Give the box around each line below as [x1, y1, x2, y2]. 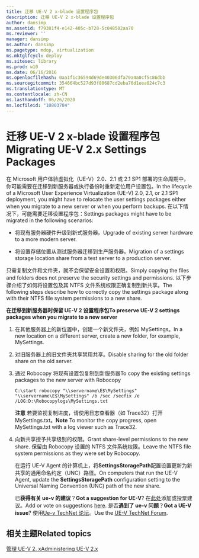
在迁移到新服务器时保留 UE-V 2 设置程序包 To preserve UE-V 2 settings [6, 307, 180, 314]
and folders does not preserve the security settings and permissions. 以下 [6, 274, 187, 281]
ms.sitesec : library [6, 58, 57, 64]
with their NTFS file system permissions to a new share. [6, 294, 142, 302]
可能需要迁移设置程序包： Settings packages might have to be [21, 210, 172, 217]
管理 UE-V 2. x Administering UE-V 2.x [6, 546, 98, 553]
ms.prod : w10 [6, 63, 38, 70]
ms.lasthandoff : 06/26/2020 [6, 97, 76, 102]
